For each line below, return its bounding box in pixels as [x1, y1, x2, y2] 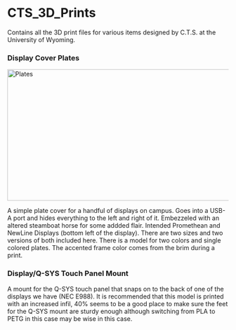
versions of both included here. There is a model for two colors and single [7, 236, 221, 245]
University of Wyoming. [7, 35, 76, 43]
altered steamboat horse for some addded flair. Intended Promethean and [7, 221, 221, 230]
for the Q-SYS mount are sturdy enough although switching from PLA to [7, 307, 216, 315]
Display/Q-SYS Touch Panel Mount [7, 268, 129, 278]
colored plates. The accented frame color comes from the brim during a [7, 244, 216, 252]
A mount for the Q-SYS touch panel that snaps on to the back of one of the [7, 284, 224, 293]
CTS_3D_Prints [7, 5, 96, 21]
